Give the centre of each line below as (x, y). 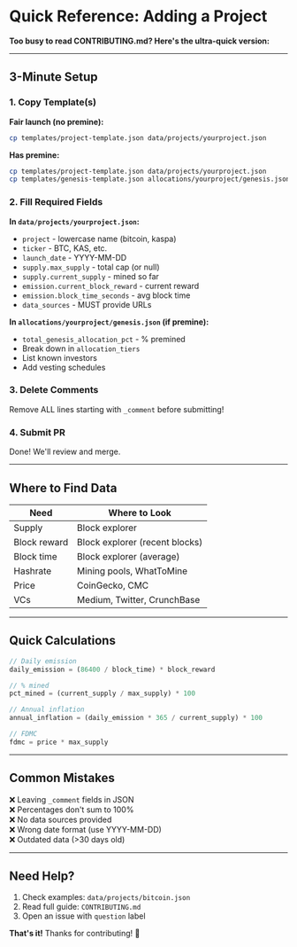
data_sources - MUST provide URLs (87, 304)
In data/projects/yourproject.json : (74, 221)
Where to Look (140, 513)
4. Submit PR (38, 432)
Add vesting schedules (64, 367)
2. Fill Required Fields (56, 202)
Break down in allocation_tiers (81, 348)
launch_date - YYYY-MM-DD (74, 257)
